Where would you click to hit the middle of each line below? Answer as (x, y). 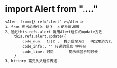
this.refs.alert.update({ (40, 36)
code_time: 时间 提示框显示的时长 (60, 52)
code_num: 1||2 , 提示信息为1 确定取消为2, (68, 41)
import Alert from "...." (51, 9)
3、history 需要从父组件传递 (31, 61)
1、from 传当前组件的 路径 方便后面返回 (42, 27)
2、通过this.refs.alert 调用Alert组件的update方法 (54, 32)
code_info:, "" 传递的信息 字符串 (54, 46)
